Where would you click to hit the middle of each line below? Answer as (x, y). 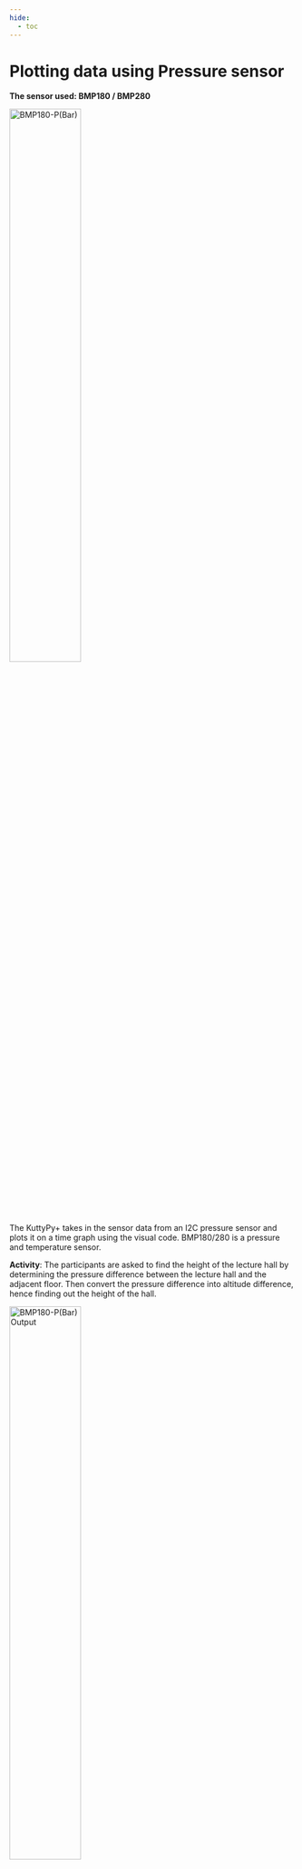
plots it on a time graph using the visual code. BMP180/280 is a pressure (145, 1238)
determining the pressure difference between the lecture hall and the (138, 1274)
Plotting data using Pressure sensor (147, 71)
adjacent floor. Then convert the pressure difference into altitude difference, (151, 1284)
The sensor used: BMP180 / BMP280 (80, 96)
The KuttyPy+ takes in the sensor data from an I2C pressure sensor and (143, 1228)
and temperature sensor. (55, 1247)
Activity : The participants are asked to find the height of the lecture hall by (149, 1265)
